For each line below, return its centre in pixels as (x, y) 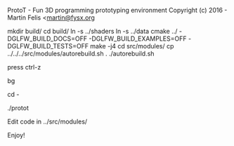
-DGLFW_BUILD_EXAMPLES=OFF (138, 39)
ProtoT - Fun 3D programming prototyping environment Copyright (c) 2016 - (117, 10)
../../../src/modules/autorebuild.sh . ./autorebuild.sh (81, 53)
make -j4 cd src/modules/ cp (132, 46)
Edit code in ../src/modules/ (47, 121)
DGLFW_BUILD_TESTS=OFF (48, 46)
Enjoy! (17, 135)
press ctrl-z (24, 67)
